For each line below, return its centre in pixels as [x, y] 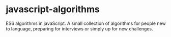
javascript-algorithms [53, 9]
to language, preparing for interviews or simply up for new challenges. [79, 28]
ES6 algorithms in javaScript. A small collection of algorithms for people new [86, 23]
